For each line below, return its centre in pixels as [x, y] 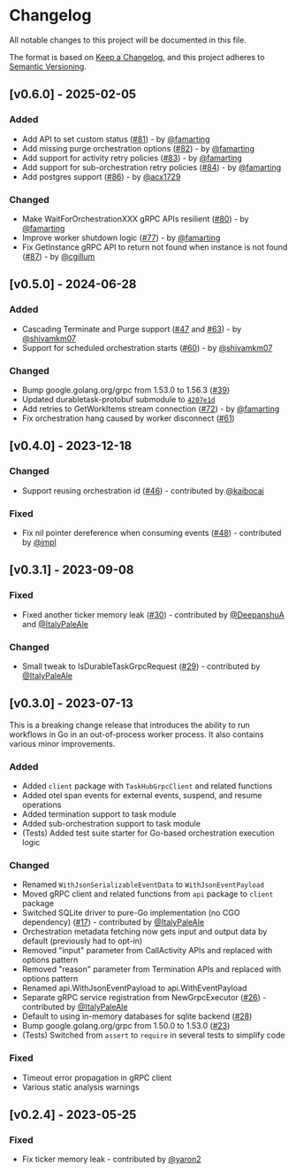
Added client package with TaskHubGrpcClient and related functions [147, 786]
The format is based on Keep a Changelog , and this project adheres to [137, 57]
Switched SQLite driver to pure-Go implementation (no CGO [131, 913]
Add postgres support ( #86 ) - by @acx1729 [101, 176]
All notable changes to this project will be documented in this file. [128, 40]
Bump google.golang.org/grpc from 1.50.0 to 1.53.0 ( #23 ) [126, 1026]
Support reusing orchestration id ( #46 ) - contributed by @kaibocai [143, 490]
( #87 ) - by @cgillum [58, 256]
